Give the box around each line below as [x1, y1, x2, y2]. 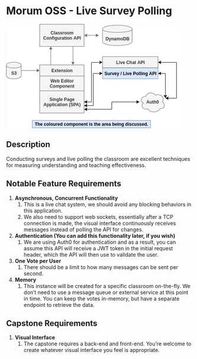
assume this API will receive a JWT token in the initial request [23, 244, 173, 252]
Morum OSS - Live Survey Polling [6, 4, 173, 18]
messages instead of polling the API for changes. [23, 226, 144, 233]
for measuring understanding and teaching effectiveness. [6, 161, 146, 169]
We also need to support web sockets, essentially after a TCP [23, 213, 173, 220]
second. [23, 270, 44, 277]
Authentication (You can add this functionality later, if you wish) [14, 232, 176, 239]
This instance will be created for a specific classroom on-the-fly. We [23, 282, 191, 289]
